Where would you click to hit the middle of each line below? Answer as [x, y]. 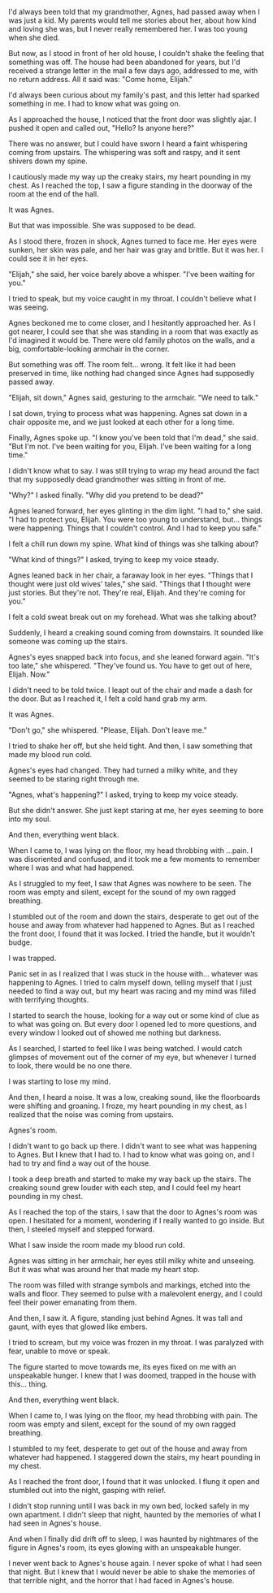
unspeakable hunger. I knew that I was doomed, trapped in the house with [132, 1375]
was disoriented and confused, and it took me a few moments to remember [134, 859]
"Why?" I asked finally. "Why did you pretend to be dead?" [106, 495]
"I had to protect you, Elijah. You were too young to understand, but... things [135, 519]
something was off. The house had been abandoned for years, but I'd [124, 62]
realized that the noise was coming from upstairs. [91, 1115]
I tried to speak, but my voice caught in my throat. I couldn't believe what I [132, 299]
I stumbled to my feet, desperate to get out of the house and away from [128, 1448]
